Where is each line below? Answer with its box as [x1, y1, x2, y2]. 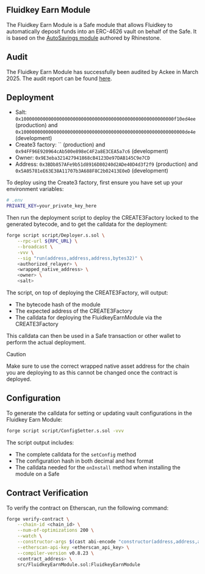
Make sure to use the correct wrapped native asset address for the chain [6, 362, 190, 370]
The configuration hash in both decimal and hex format [15, 457, 154, 464]
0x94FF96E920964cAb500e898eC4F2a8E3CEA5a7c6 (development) [15, 147, 169, 155]
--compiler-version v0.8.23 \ [17, 550, 95, 556]
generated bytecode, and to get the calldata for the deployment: [6, 220, 168, 228]
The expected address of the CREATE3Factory [15, 307, 133, 315]
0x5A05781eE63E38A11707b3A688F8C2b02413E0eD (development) [15, 167, 169, 174]
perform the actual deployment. [6, 339, 86, 346]
